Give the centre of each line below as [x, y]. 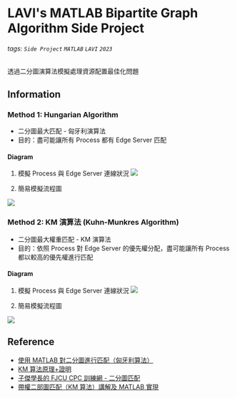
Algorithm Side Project [76, 28]
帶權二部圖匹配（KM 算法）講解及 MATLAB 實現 [88, 387]
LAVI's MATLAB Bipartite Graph [103, 13]
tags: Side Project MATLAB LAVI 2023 [60, 49]
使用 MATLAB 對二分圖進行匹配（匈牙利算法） [85, 360]
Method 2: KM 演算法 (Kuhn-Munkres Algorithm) [94, 223]
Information [34, 94]
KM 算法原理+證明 [45, 369]
